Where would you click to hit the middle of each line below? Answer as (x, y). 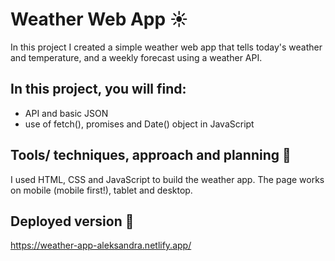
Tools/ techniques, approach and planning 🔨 (151, 155)
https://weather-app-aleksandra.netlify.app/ (101, 245)
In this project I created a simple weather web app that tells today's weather (166, 47)
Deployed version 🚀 (72, 221)
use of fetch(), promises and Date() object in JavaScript (139, 124)
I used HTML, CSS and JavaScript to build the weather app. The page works (167, 179)
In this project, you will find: (98, 89)
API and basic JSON (66, 113)
